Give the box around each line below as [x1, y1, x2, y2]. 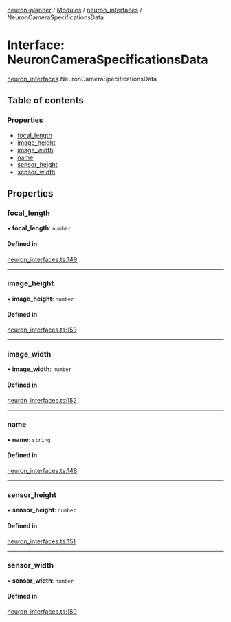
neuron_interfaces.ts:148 [7, 467, 78, 475]
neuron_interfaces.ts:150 [7, 608, 78, 616]
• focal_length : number [7, 224, 71, 232]
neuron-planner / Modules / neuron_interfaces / [7, 6, 142, 14]
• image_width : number [7, 365, 72, 373]
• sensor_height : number [7, 506, 77, 514]
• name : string [7, 435, 51, 443]
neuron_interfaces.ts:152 [7, 396, 77, 404]
